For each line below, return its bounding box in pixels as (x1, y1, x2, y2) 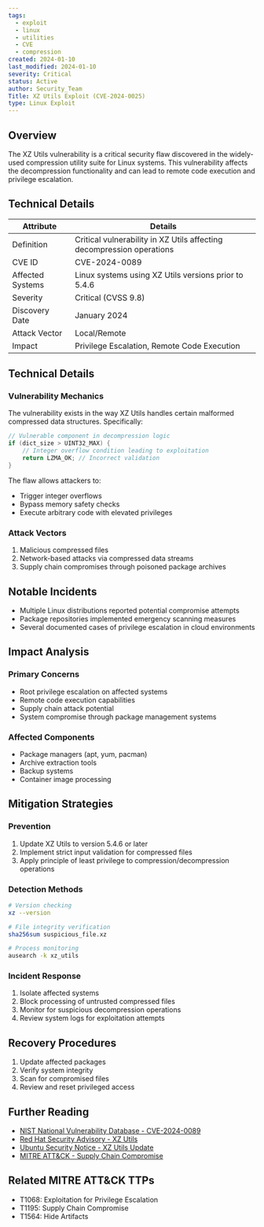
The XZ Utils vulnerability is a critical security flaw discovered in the (8, 149, 228, 158)
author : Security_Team (8, 84, 82, 93)
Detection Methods (8, 884, 83, 895)
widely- (229, 149, 254, 158)
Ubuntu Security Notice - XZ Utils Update (19, 1143, 154, 1152)
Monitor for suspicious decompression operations (19, 1005, 181, 1014)
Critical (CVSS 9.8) (74, 292, 145, 303)
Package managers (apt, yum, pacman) (19, 749, 148, 758)
